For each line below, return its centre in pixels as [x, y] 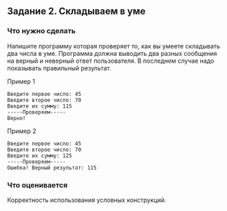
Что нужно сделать [41, 31]
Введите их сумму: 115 [40, 106]
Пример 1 [21, 81]
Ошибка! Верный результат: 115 [52, 168]
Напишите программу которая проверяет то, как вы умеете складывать [113, 46]
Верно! [17, 118]
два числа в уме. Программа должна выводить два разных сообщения [112, 53]
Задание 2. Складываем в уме [76, 11]
